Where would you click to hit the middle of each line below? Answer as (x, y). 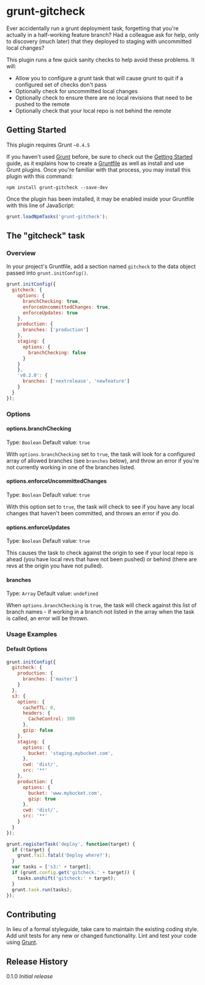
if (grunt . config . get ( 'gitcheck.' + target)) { (74, 873)
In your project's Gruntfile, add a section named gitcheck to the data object (101, 266)
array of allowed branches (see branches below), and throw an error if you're (103, 461)
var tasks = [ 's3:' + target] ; (52, 867)
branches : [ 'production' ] (55, 330)
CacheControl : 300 (52, 719)
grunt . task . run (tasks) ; (42, 890)
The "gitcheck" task (46, 236)
